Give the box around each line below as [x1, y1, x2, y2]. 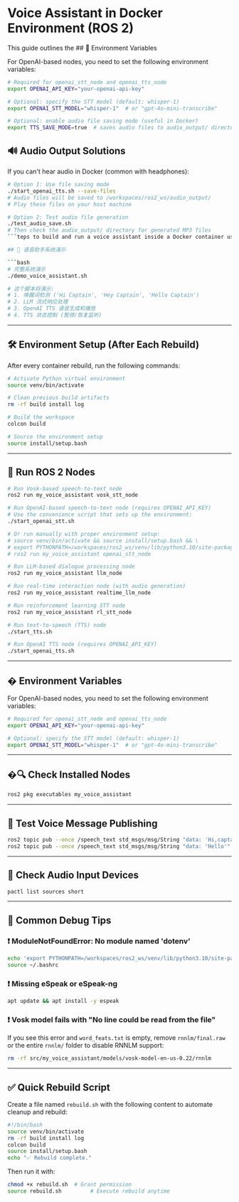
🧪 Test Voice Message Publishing [7, 817, 158, 830]
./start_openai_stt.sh [7, 517, 75, 525]
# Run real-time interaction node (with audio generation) [7, 583, 186, 590]
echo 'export [7, 955, 46, 962]
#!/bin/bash [7, 1121, 43, 1128]
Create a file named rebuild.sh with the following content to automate [7, 1100, 213, 1108]
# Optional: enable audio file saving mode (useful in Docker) [7, 117, 199, 125]
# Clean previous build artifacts [7, 395, 110, 402]
